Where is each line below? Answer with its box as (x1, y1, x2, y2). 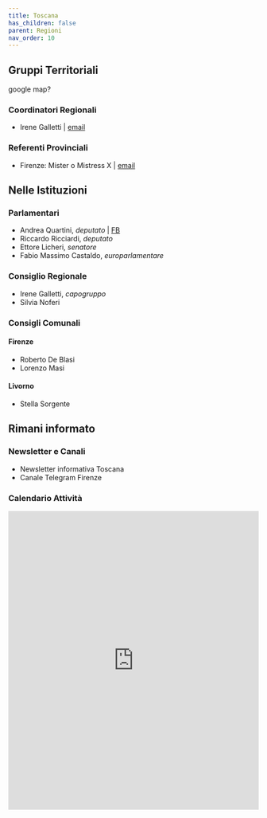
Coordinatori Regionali (8, 104, 97, 115)
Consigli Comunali (8, 317, 81, 328)
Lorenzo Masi (19, 363, 65, 373)
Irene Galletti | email (19, 123, 86, 132)
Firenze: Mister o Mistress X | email (19, 160, 136, 170)
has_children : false (8, 19, 77, 27)
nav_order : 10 (8, 33, 56, 42)
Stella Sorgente (19, 399, 71, 409)
